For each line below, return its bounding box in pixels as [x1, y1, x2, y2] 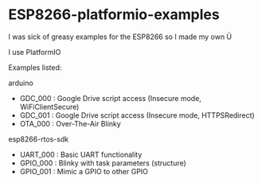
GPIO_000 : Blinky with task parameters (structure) [19, 158, 187, 168]
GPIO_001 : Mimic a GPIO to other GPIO [19, 166, 149, 176]
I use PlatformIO [8, 47, 61, 56]
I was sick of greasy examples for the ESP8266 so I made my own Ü [8, 32, 233, 41]
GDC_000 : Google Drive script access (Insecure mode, [19, 93, 201, 103]
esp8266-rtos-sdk [8, 134, 69, 144]
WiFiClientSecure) [19, 102, 80, 111]
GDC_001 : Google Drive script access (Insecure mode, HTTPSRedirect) [19, 110, 255, 120]
